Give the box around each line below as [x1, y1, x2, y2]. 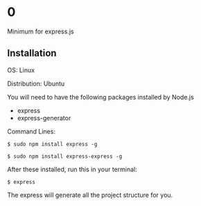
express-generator [17, 113, 71, 122]
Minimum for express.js [7, 27, 74, 35]
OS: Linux [7, 65, 35, 74]
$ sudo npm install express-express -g [7, 152, 123, 160]
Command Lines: [7, 127, 55, 136]
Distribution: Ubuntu [7, 79, 65, 88]
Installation [7, 47, 57, 59]
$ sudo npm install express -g [7, 141, 98, 148]
